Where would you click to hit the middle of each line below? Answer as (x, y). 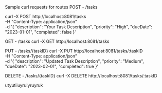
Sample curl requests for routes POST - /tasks (51, 7)
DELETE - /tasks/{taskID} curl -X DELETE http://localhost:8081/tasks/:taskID (81, 76)
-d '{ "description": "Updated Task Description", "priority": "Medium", (75, 61)
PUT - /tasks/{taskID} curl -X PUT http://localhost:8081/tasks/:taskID (74, 51)
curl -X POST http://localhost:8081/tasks (45, 16)
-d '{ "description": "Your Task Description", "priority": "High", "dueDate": (79, 27)
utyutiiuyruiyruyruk (24, 85)
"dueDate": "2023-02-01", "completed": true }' (52, 66)
